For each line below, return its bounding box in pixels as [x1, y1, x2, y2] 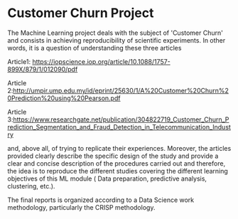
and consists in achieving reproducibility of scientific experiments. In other [7, 36, 226, 44]
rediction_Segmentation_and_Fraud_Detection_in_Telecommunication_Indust [7, 122, 231, 131]
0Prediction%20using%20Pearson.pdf [7, 94, 121, 102]
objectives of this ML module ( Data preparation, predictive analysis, [7, 174, 207, 183]
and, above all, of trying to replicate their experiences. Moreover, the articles [7, 144, 232, 152]
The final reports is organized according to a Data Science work [7, 196, 195, 204]
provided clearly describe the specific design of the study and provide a [7, 151, 219, 160]
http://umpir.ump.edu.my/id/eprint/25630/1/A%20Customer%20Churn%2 [13, 86, 229, 95]
